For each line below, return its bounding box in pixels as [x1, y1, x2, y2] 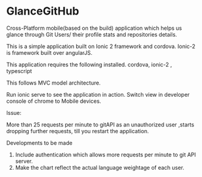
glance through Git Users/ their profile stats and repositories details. [6, 30, 178, 38]
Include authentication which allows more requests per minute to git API [15, 151, 197, 158]
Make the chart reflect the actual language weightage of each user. [15, 164, 185, 171]
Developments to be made [6, 139, 73, 147]
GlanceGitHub [6, 4, 79, 18]
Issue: [6, 109, 22, 116]
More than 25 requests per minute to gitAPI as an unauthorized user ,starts [6, 120, 195, 128]
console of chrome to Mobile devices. [6, 97, 102, 105]
